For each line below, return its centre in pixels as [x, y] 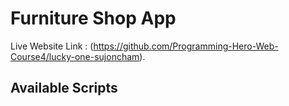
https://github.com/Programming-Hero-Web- [186, 46]
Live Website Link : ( [52, 46]
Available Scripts [64, 88]
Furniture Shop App [93, 18]
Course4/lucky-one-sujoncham [75, 56]
